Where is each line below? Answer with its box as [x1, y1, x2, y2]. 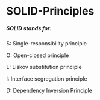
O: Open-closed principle [6, 52, 69, 59]
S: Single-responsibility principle [6, 40, 87, 47]
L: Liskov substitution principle [6, 64, 83, 71]
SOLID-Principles [6, 4, 95, 18]
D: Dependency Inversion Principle [6, 87, 92, 95]
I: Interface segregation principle [6, 75, 87, 82]
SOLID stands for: [6, 24, 52, 32]
